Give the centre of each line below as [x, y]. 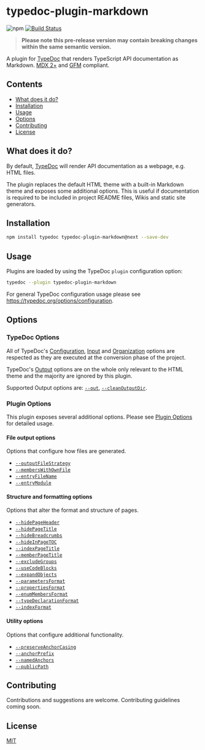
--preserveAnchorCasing [46, 647]
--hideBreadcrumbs [39, 536]
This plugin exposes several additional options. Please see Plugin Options [99, 417]
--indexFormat [33, 608]
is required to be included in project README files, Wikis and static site [96, 197]
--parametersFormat [40, 581]
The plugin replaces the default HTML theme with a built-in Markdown [95, 184]
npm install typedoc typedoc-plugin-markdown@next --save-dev [87, 238]
